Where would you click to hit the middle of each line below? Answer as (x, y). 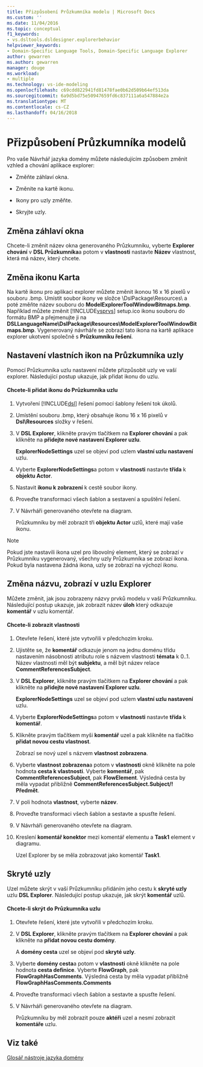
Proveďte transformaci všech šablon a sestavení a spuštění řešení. (98, 499)
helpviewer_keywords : (34, 46)
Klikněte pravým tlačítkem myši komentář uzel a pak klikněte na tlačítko (105, 735)
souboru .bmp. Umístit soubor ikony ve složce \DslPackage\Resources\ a (97, 298)
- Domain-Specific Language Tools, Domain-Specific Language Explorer (97, 51)
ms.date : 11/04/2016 (33, 23)
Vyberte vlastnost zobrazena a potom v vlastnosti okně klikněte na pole (105, 765)
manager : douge (26, 68)
